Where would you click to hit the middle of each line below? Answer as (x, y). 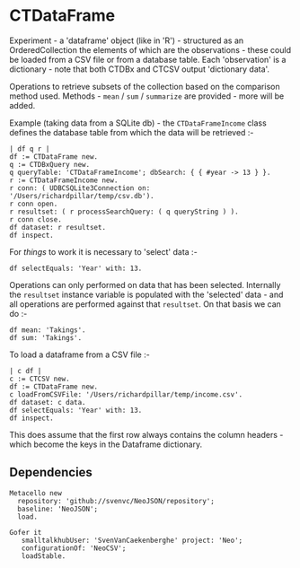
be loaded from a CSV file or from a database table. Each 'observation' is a (148, 59)
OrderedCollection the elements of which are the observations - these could (150, 49)
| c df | (26, 371)
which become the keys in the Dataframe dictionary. (106, 444)
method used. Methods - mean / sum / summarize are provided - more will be (147, 96)
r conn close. (36, 219)
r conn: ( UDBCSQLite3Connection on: (80, 188)
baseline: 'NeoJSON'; (58, 509)
